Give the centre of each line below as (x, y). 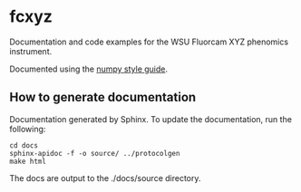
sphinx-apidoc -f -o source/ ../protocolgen (95, 153)
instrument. (31, 51)
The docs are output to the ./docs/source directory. (105, 178)
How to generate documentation (103, 97)
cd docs (24, 145)
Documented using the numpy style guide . (89, 69)
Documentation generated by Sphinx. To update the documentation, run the (151, 119)
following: (28, 129)
